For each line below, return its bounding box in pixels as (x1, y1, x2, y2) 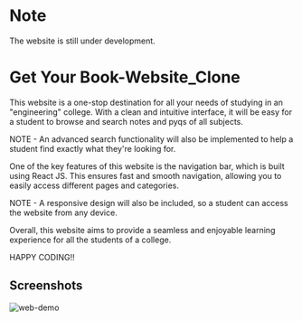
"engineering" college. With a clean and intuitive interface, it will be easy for (9, 106, 292, 118)
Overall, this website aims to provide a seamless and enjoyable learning (9, 224, 276, 235)
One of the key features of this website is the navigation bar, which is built (9, 160, 285, 172)
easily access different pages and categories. (9, 180, 179, 191)
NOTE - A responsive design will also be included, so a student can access (9, 197, 288, 208)
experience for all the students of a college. (9, 234, 172, 245)
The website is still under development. (9, 35, 156, 46)
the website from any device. (9, 207, 118, 218)
